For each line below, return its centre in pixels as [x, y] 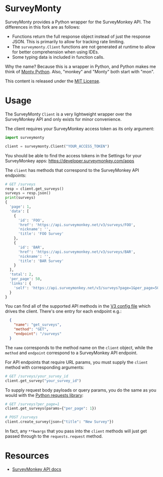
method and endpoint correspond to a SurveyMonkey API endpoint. [71, 353]
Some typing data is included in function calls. [58, 57]
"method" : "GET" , [31, 329]
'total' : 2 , [22, 275]
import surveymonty [25, 137]
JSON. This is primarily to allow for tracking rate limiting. [68, 41]
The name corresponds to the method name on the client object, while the [79, 347]
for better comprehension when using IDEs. [56, 52]
